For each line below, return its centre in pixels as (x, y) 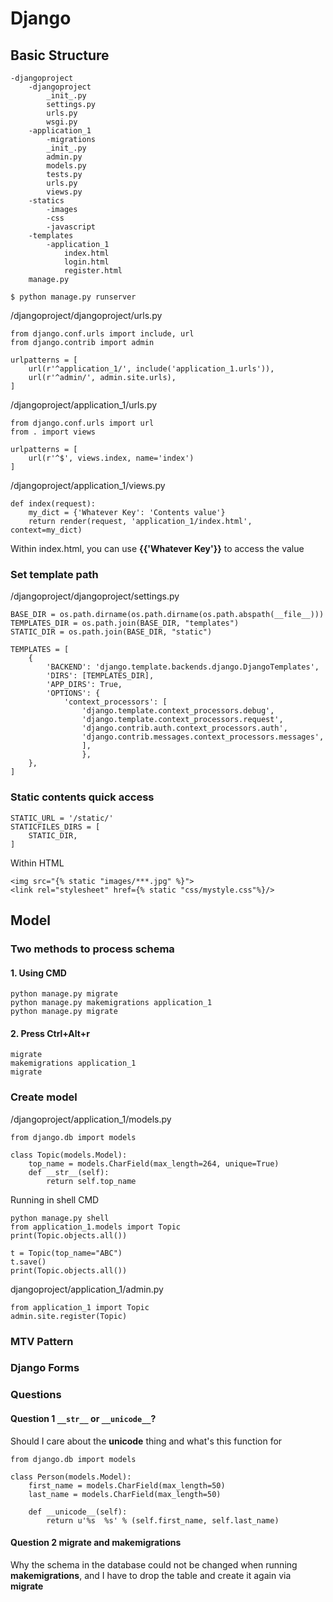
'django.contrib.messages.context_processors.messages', (203, 737)
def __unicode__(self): (78, 1512)
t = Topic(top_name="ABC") (66, 1253)
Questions (36, 1395)
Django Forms (45, 1368)
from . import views (53, 432)
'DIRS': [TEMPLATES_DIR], (100, 676)
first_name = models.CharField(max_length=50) (127, 1485)
